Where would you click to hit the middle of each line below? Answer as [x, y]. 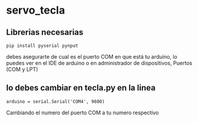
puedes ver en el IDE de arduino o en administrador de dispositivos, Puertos [99, 63]
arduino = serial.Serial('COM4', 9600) [56, 101]
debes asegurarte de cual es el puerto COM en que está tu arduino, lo [92, 57]
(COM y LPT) [22, 69]
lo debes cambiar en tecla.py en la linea [81, 88]
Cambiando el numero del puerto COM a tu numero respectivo [83, 113]
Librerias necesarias [45, 32]
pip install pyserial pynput [42, 46]
